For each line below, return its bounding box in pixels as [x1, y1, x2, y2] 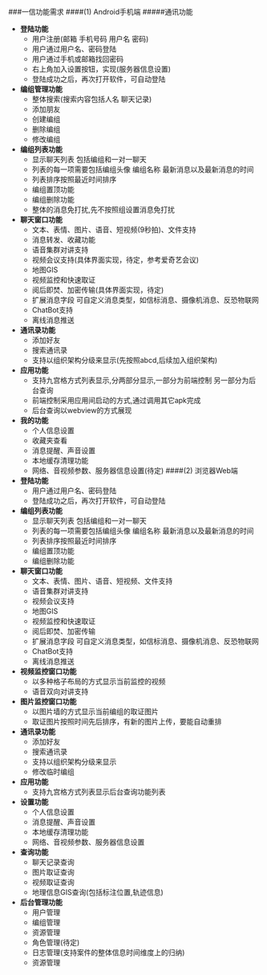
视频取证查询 [31, 878, 75, 887]
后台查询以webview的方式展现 [31, 406, 132, 415]
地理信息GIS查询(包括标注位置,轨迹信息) [31, 887, 164, 897]
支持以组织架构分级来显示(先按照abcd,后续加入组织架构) [31, 356, 218, 365]
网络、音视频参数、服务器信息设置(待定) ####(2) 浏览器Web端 [31, 466, 238, 475]
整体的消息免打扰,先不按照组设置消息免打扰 [31, 205, 175, 214]
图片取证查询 [31, 867, 75, 877]
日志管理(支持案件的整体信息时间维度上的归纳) [31, 948, 185, 957]
